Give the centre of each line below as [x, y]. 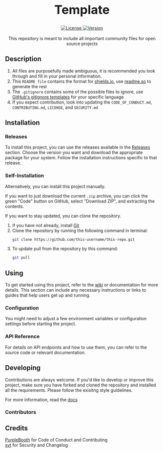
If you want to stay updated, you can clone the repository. [63, 216]
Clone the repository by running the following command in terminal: [80, 230]
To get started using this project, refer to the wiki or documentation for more [82, 285]
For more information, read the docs [41, 400]
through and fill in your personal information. [57, 76]
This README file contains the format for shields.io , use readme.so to [81, 81]
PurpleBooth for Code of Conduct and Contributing [56, 440]
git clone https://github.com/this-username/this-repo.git [73, 239]
